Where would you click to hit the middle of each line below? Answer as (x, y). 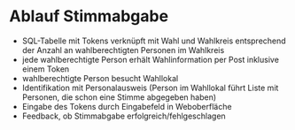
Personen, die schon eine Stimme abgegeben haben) (119, 97)
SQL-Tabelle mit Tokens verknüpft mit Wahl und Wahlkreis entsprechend (154, 41)
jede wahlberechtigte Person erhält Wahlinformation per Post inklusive (150, 59)
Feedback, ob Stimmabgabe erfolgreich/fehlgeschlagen (124, 116)
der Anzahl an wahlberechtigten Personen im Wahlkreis (123, 50)
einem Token (46, 69)
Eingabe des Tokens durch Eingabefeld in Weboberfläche (127, 106)
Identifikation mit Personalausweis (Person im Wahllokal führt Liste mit (150, 88)
